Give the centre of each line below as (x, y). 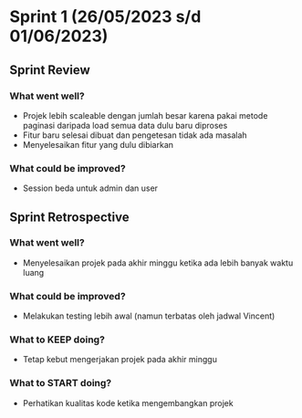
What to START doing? (61, 383)
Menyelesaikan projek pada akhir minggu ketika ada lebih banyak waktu (158, 263)
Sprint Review (50, 70)
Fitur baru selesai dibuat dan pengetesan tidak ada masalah (135, 135)
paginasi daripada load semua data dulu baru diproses (125, 125)
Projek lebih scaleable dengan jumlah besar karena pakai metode (145, 115)
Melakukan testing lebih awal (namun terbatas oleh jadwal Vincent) (149, 316)
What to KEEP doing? (57, 340)
